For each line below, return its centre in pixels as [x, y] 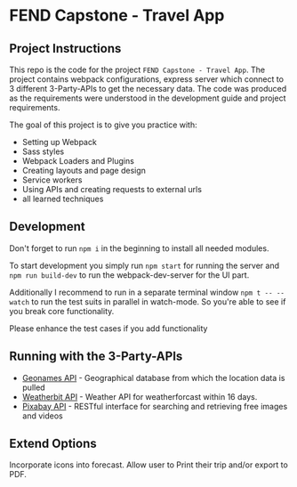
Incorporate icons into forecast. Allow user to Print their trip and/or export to [149, 465]
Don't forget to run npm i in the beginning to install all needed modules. [139, 248]
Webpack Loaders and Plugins [78, 161]
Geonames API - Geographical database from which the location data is [153, 377]
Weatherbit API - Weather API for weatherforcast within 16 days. [140, 396]
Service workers [52, 180]
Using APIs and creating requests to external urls [112, 189]
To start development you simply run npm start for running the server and [144, 265]
